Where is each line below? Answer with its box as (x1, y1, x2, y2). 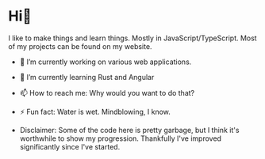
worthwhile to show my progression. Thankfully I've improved (19, 134, 222, 143)
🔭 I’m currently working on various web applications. (19, 57, 192, 66)
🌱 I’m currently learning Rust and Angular (19, 72, 155, 81)
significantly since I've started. (19, 142, 121, 151)
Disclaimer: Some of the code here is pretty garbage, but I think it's (19, 125, 240, 134)
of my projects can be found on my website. (8, 41, 152, 51)
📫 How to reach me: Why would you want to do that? (19, 88, 195, 97)
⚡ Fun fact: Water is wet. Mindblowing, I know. (19, 107, 171, 116)
